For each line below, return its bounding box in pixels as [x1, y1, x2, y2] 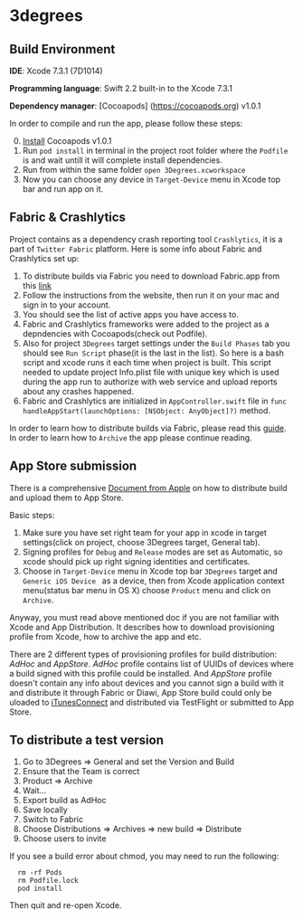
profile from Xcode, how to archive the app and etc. [9, 630, 202, 642]
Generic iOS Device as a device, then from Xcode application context [22, 575, 285, 586]
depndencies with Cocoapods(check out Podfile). [22, 327, 208, 339]
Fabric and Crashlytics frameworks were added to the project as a [22, 318, 270, 329]
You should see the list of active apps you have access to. [22, 308, 240, 319]
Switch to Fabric [22, 814, 84, 825]
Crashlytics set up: [9, 252, 80, 263]
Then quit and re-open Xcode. [9, 900, 122, 911]
